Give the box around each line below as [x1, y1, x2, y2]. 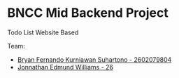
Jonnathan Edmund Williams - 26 [17, 63, 114, 71]
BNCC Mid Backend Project [7, 5, 169, 21]
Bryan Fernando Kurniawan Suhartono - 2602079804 [17, 55, 172, 64]
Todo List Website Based [7, 28, 79, 37]
